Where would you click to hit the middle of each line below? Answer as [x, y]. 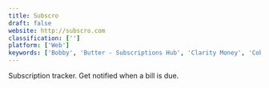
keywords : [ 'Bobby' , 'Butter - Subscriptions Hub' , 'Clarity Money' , [127, 53]
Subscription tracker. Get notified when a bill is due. [94, 76]
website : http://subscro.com [57, 30]
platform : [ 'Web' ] [39, 46]
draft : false [30, 23]
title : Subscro [34, 16]
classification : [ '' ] [44, 38]
